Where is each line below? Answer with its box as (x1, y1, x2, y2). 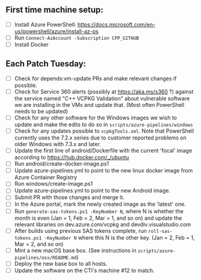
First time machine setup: (5, 5, 104, 15)
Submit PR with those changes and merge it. (14, 194, 125, 201)
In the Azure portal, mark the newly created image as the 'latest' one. (14, 200, 186, 208)
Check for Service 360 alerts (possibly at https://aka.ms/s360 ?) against (14, 87, 194, 95)
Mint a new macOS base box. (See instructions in (14, 247, 137, 254)
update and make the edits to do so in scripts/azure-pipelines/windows (14, 121, 193, 128)
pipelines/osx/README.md (14, 255, 77, 261)
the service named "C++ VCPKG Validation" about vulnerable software (14, 95, 190, 102)
